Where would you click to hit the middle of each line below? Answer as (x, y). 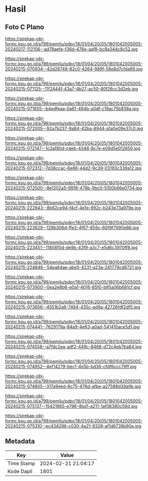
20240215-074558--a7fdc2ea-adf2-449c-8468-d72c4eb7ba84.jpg (74, 347)
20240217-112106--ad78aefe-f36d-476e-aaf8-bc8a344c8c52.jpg (71, 49)
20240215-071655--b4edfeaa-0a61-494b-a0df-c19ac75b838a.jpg (72, 109)
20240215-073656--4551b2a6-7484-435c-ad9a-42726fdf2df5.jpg (73, 307)
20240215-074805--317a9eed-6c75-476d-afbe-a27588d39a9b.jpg (73, 386)
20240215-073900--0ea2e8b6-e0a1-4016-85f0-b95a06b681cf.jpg (73, 287)
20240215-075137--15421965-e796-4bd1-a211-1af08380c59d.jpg (71, 406)
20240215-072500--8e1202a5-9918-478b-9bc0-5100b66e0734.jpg (74, 188)
